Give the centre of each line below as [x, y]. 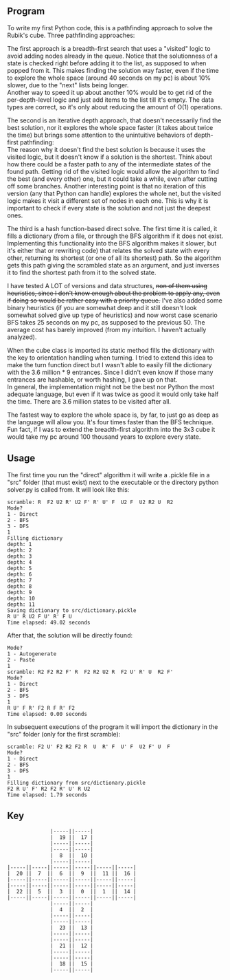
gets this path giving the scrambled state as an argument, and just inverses [113, 265]
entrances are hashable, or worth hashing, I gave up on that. [92, 379]
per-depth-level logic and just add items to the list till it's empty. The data [111, 100]
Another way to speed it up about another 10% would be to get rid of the [110, 92]
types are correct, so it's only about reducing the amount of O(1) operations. [115, 107]
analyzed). [22, 337]
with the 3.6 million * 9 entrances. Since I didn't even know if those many [110, 372]
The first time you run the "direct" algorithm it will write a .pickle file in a [108, 475]
